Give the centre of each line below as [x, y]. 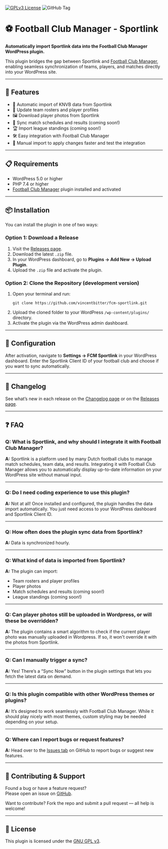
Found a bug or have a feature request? [46, 788]
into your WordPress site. [31, 72]
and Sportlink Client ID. [29, 514]
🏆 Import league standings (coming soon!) [57, 128]
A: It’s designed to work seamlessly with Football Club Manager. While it [79, 711]
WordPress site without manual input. [44, 475]
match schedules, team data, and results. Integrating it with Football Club [80, 464]
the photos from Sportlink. [32, 642]
